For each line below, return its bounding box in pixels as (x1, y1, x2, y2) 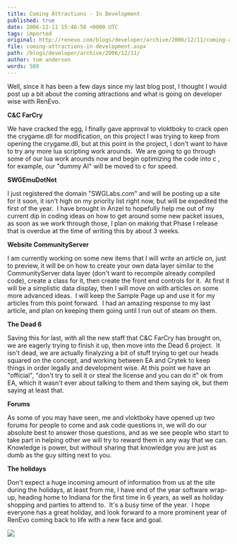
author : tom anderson (7, 56, 71, 63)
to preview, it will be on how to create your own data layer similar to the (7, 261, 214, 270)
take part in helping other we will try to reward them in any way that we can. (7, 435, 228, 444)
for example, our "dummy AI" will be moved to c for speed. (7, 161, 178, 170)
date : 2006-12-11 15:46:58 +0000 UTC (7, 23, 119, 30)
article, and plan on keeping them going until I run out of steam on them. (7, 306, 217, 314)
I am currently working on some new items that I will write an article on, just (7, 254, 227, 262)
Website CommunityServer (7, 240, 90, 249)
